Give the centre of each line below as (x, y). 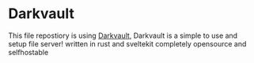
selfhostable (28, 52)
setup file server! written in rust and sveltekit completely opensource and (127, 43)
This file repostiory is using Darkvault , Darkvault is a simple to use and (123, 35)
